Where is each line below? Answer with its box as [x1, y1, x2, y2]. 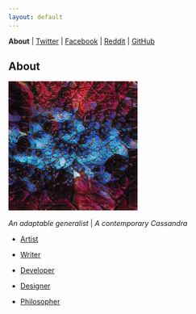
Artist [19, 234, 39, 244]
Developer [19, 266, 55, 275]
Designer [19, 281, 51, 291]
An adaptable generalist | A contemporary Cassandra [8, 219, 188, 228]
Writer [19, 250, 41, 260]
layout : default [8, 13, 63, 21]
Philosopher [19, 297, 60, 307]
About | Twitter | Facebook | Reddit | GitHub [8, 36, 156, 46]
